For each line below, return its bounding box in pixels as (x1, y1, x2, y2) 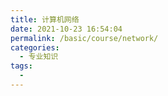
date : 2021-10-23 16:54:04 (10, 24, 123, 34)
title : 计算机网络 (10, 14, 80, 25)
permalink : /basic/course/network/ (10, 33, 159, 43)
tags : (10, 61, 33, 71)
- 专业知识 (19, 52, 59, 62)
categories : (10, 42, 60, 53)
